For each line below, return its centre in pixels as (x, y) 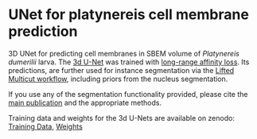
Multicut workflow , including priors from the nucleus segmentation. (118, 79)
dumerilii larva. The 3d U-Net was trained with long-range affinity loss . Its (129, 62)
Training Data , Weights (46, 126)
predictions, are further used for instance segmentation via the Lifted (121, 70)
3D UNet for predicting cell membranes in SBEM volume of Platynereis (124, 53)
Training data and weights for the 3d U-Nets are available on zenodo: (121, 118)
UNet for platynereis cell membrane (128, 15)
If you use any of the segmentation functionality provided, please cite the (128, 94)
